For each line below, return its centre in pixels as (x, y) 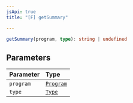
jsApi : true (21, 12)
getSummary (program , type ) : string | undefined (67, 39)
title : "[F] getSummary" (37, 17)
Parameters (28, 57)
